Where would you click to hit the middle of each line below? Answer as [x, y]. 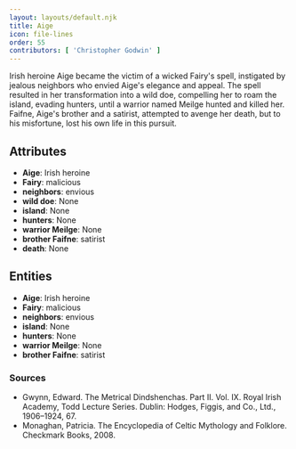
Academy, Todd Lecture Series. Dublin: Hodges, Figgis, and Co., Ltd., [149, 407]
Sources [28, 378]
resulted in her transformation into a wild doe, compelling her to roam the [143, 95]
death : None [45, 248]
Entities [31, 277]
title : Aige [31, 26]
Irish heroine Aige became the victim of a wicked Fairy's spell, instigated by [148, 76]
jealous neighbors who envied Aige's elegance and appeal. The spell [135, 86]
